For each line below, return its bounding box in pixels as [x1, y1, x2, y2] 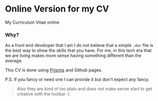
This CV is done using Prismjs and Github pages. [5, 67, 103, 73]
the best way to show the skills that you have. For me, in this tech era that [5, 47, 152, 54]
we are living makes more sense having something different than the [5, 53, 142, 58]
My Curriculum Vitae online [5, 19, 60, 25]
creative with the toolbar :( [16, 91, 70, 97]
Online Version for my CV [5, 3, 109, 14]
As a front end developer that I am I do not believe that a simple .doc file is [5, 43, 154, 48]
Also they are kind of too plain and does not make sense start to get [16, 86, 153, 92]
